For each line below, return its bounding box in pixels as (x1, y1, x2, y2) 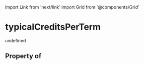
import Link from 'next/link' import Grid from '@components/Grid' (5, 4, 140, 10)
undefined (5, 37, 26, 43)
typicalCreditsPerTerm (5, 22, 101, 32)
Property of (5, 52, 42, 61)
